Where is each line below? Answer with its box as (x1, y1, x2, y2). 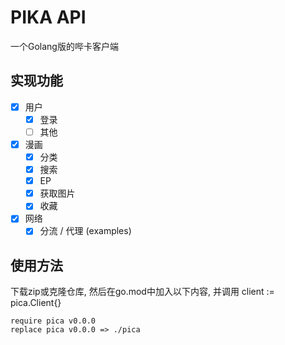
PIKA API (10, 6, 87, 29)
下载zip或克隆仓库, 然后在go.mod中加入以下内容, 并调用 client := (10, 286, 275, 298)
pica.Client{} (10, 297, 62, 309)
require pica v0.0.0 (10, 316, 97, 326)
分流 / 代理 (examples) (39, 225, 132, 237)
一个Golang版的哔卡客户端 (10, 40, 119, 52)
